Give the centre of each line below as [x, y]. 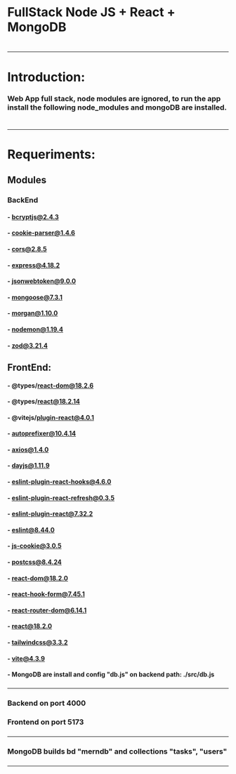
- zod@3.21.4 [27, 346]
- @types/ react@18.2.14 [44, 402]
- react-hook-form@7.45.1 [46, 594]
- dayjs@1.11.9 [28, 466]
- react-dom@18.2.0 [38, 578]
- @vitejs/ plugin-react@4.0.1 [51, 417]
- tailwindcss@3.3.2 [38, 642]
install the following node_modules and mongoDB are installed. [117, 107]
